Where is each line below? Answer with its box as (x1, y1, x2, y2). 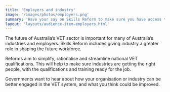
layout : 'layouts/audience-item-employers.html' (5, 21, 110, 27)
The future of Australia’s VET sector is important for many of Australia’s (5, 35, 153, 41)
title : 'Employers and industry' (5, 7, 76, 13)
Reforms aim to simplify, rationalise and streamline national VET (5, 56, 138, 62)
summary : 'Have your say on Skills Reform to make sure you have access (5, 17, 162, 22)
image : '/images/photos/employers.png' (5, 12, 90, 17)
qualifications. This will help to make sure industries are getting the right (5, 61, 156, 67)
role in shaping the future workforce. (5, 46, 82, 52)
